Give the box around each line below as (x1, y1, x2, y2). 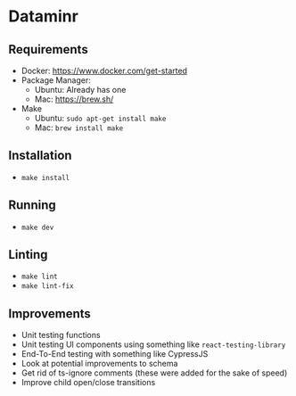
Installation (8, 148, 72, 163)
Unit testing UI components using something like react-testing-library (21, 339, 286, 350)
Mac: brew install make (34, 122, 124, 133)
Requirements (8, 42, 88, 57)
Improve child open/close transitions (21, 377, 156, 388)
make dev (21, 223, 54, 232)
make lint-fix (21, 282, 74, 291)
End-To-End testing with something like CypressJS (21, 349, 209, 359)
